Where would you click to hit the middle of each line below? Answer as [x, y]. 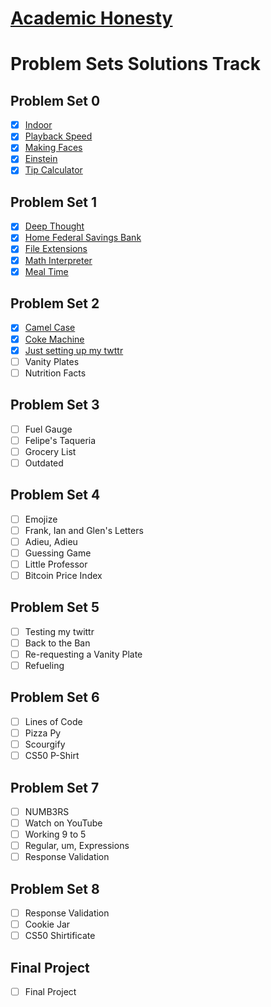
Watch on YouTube [63, 823]
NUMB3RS [47, 811]
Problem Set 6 [55, 697]
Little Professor [56, 564]
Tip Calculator [53, 170]
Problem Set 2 [55, 303]
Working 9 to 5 [55, 834]
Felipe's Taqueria [60, 440]
